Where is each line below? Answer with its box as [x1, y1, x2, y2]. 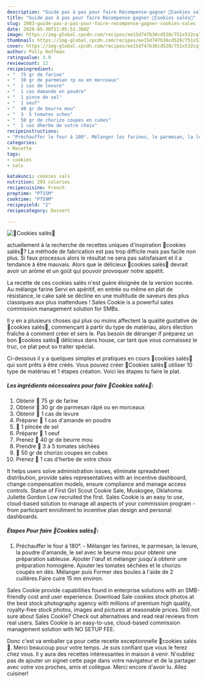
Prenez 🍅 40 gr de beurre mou [15, 436, 93, 444]
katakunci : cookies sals [7, 174, 70, 180]
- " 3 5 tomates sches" [7, 111, 73, 117]
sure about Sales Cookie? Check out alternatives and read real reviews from [7, 612, 199, 620]
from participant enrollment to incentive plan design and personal [7, 507, 172, 514]
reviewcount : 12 [7, 60, 48, 66]
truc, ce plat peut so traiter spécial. [7, 343, 95, 350]
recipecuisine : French [7, 185, 65, 191]
